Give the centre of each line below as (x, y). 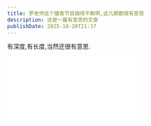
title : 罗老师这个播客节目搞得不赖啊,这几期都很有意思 (75, 13)
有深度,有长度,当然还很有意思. (49, 47)
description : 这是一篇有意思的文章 (53, 20)
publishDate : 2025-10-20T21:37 (52, 26)
